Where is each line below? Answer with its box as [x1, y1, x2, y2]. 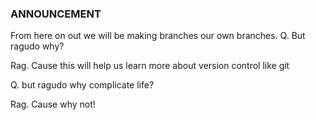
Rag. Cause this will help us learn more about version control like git [10, 60, 290, 72]
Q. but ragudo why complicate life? [10, 79, 155, 91]
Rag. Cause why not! [10, 98, 96, 111]
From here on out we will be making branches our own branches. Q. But [10, 30, 306, 42]
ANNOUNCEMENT [10, 7, 102, 21]
